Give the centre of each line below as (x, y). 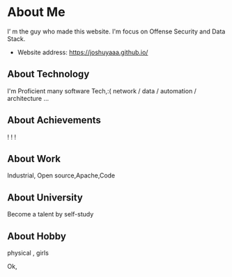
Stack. (16, 38)
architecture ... (28, 98)
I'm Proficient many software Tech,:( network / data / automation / (102, 90)
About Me (36, 12)
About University (45, 197)
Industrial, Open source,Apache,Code (61, 175)
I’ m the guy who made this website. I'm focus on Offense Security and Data (116, 31)
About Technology (48, 74)
